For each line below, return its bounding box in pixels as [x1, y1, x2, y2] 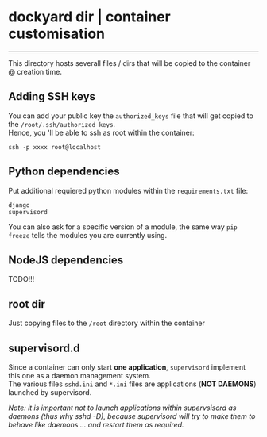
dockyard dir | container [8, 8, 171, 26]
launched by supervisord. [8, 388, 92, 397]
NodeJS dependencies [8, 253, 124, 266]
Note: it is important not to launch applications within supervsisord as [8, 403, 237, 412]
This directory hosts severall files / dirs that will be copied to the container [8, 58, 251, 67]
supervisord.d [8, 341, 80, 355]
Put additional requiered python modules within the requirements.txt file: [8, 186, 249, 195]
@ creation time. [8, 67, 62, 76]
